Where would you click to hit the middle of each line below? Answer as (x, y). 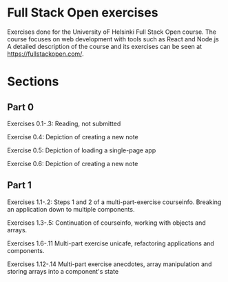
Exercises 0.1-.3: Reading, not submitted (64, 123)
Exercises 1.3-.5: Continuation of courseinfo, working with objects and (107, 223)
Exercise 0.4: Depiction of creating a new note (73, 137)
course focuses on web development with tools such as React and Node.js (113, 39)
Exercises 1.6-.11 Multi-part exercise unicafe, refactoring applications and (111, 243)
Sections (33, 82)
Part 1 (20, 185)
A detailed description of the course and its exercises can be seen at (104, 46)
